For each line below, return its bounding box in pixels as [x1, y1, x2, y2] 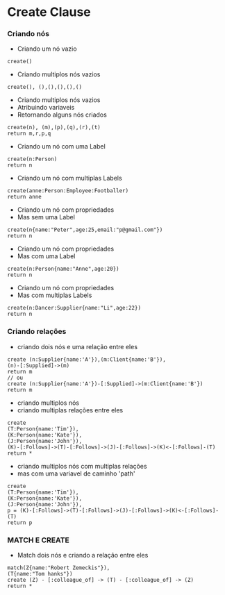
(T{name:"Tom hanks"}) [7, 571, 73, 578]
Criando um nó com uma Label [17, 142, 106, 151]
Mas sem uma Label [17, 213, 75, 221]
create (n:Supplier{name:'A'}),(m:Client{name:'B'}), [7, 355, 167, 363]
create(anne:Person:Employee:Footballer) [7, 187, 129, 194]
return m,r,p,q [7, 130, 51, 137]
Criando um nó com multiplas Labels [17, 174, 123, 183]
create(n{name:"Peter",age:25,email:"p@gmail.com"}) [7, 226, 163, 233]
